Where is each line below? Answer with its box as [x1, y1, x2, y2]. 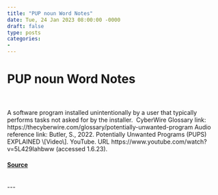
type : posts [7, 29, 41, 36]
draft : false [7, 23, 44, 29]
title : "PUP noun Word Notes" [7, 10, 94, 17]
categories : [7, 36, 41, 42]
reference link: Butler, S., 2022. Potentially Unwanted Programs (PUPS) [7, 130, 207, 138]
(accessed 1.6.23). [55, 144, 108, 153]
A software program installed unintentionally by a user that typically [7, 108, 197, 116]
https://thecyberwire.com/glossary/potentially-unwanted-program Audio [7, 122, 211, 131]
